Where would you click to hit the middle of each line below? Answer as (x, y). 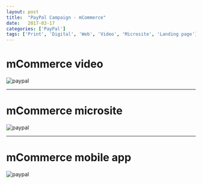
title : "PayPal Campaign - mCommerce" (56, 17)
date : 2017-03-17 (31, 23)
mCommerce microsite (65, 111)
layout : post (23, 12)
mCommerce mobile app (69, 158)
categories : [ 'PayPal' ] (36, 29)
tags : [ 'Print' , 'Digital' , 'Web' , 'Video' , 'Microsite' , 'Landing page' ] (102, 34)
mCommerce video (55, 64)
